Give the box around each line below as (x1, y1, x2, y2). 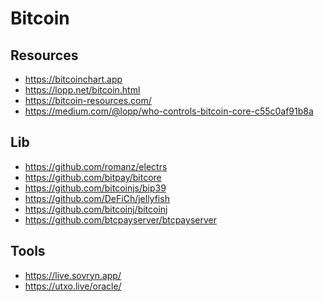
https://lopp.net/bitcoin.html (24, 84, 141, 96)
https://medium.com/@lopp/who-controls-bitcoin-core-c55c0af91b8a (24, 105, 314, 117)
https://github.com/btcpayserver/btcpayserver (24, 213, 217, 226)
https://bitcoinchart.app (24, 73, 123, 85)
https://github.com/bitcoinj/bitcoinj (24, 203, 168, 215)
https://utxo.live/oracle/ (24, 280, 122, 292)
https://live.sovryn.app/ (24, 269, 122, 281)
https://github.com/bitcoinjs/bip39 (24, 182, 167, 194)
